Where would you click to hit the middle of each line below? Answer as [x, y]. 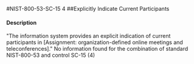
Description [22, 22]
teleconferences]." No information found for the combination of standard [97, 49]
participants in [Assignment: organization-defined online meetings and [95, 42]
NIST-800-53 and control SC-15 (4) [51, 55]
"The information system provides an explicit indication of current [88, 36]
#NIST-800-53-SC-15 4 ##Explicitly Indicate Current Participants [88, 9]
